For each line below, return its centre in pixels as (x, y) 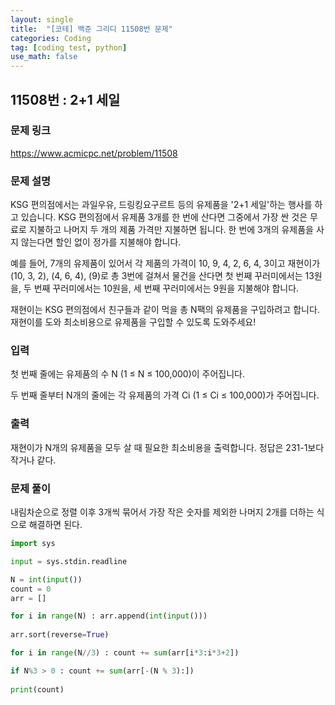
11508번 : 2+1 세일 (65, 99)
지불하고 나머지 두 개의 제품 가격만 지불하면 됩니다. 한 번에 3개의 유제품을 (171, 230)
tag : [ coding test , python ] (69, 47)
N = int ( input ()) (46, 579)
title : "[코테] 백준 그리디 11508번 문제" (91, 29)
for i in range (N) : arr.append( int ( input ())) (109, 616)
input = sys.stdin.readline (69, 561)
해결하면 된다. (55, 524)
